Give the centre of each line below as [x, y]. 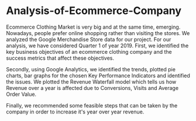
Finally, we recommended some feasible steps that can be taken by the [92, 105]
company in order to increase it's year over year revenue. [75, 112]
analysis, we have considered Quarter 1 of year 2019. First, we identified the [97, 46]
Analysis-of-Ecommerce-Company [94, 11]
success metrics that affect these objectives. [60, 58]
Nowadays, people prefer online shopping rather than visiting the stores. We [98, 33]
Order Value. [21, 94]
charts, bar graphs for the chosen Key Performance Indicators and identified [98, 75]
